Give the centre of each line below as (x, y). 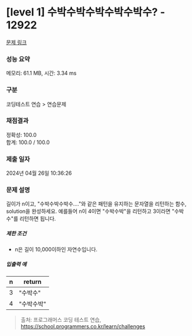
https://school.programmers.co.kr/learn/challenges (83, 327)
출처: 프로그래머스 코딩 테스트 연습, (61, 320)
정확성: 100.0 (22, 135)
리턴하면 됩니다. (38, 219)
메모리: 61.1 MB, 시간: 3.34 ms (41, 73)
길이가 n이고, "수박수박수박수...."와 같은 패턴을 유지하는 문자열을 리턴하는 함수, (97, 204)
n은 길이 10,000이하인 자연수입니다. (56, 249)
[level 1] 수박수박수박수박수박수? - (86, 12)
